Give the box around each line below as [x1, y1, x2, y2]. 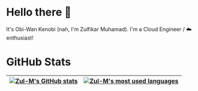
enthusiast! [6, 34, 34, 41]
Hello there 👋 [6, 5, 72, 19]
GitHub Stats [6, 55, 71, 69]
